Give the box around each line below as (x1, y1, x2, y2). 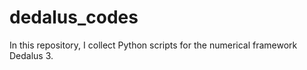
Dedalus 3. (9, 49, 54, 61)
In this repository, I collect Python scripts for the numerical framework (9, 39, 298, 51)
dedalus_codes (9, 6, 139, 29)
